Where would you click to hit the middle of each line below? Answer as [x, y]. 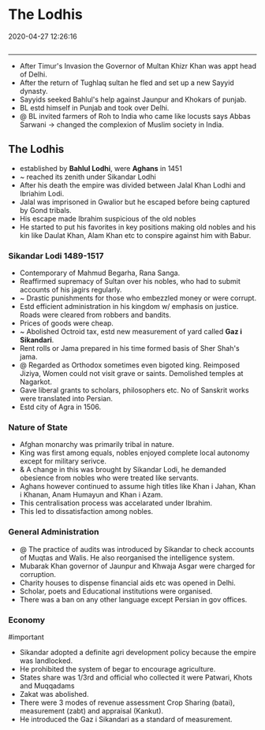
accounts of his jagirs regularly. [71, 290]
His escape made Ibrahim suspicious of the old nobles [108, 218]
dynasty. [34, 91]
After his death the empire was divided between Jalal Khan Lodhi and [132, 185]
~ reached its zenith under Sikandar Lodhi [88, 177]
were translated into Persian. [66, 399]
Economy [27, 620]
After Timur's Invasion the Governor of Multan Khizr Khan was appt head [138, 65]
